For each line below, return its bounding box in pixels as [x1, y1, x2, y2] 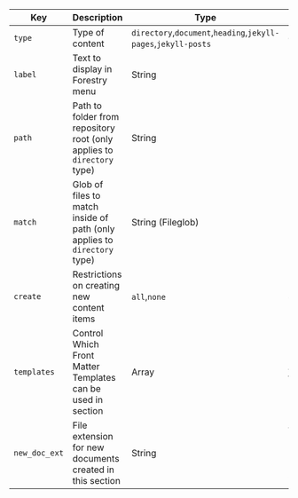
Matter [72, 360, 100, 372]
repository [72, 122, 115, 134]
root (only [72, 133, 114, 145]
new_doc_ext [13, 448, 65, 458]
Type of [72, 27, 105, 38]
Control [72, 328, 104, 339]
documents [72, 453, 120, 464]
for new [72, 441, 105, 454]
